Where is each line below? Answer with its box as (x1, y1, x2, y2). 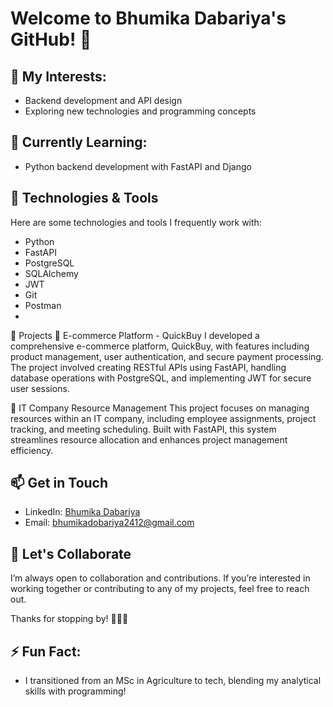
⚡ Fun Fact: (10, 643, 82, 660)
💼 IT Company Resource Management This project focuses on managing (10, 402, 310, 414)
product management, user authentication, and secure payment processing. (10, 350, 324, 362)
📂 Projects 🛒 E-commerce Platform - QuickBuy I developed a (10, 329, 260, 341)
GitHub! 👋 (10, 28, 92, 51)
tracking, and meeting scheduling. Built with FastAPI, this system (10, 423, 277, 435)
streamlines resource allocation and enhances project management (10, 433, 288, 446)
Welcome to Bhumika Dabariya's (10, 7, 287, 30)
